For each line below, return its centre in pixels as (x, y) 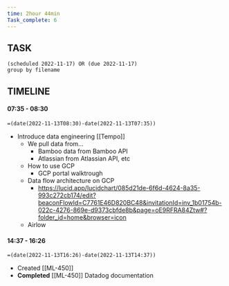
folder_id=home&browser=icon (82, 217)
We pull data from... (56, 143)
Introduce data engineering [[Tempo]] (71, 136)
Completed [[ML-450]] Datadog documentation (85, 276)
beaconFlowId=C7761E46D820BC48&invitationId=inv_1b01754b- (130, 202)
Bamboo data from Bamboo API (83, 151)
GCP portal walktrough (70, 173)
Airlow (37, 224)
